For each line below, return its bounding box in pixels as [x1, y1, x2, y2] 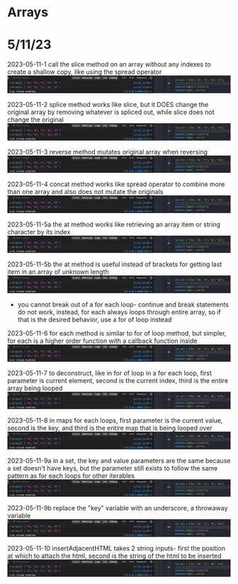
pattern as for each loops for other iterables [7, 471, 135, 480]
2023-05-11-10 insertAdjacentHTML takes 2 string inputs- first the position [7, 544, 225, 552]
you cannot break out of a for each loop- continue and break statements [17, 300, 229, 309]
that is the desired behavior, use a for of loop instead [17, 315, 172, 324]
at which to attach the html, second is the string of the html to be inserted [7, 551, 222, 560]
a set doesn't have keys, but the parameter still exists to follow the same [7, 464, 218, 472]
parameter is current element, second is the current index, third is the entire [7, 376, 229, 384]
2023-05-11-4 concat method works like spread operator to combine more [7, 180, 225, 188]
